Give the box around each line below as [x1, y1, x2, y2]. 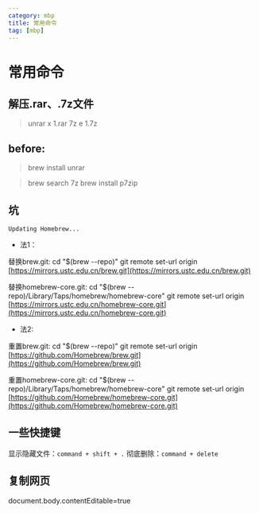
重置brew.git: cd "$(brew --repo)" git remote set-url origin [8, 341, 198, 351]
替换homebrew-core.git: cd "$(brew [8, 282, 126, 291]
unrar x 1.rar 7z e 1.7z [27, 119, 98, 128]
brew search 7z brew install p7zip [27, 178, 138, 188]
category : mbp [8, 11, 56, 20]
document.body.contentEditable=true [8, 496, 131, 505]
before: [8, 142, 46, 155]
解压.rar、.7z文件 [8, 97, 94, 111]
